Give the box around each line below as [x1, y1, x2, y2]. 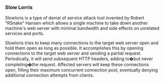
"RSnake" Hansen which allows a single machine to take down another [5, 20, 148, 26]
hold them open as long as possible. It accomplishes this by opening [5, 45, 144, 51]
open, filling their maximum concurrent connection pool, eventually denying [5, 67, 158, 73]
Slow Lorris [5, 4, 33, 11]
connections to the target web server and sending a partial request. [5, 50, 141, 56]
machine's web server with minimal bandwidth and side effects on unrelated [5, 25, 160, 31]
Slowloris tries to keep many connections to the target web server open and [5, 40, 159, 46]
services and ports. [5, 31, 44, 37]
